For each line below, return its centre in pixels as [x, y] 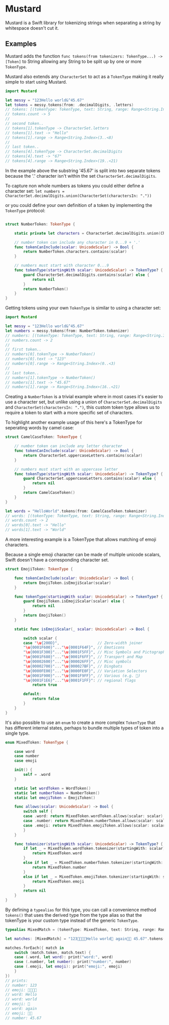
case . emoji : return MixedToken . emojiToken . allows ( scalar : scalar [94, 825]
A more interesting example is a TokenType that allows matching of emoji [81, 539]
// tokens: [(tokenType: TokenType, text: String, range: [67, 109]
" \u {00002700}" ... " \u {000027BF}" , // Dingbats [73, 666]
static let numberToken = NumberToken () [57, 793]
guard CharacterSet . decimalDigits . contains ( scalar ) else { [87, 275]
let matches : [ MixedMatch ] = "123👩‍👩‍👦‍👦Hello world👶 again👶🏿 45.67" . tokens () [86, 939]
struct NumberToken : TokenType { [40, 224]
